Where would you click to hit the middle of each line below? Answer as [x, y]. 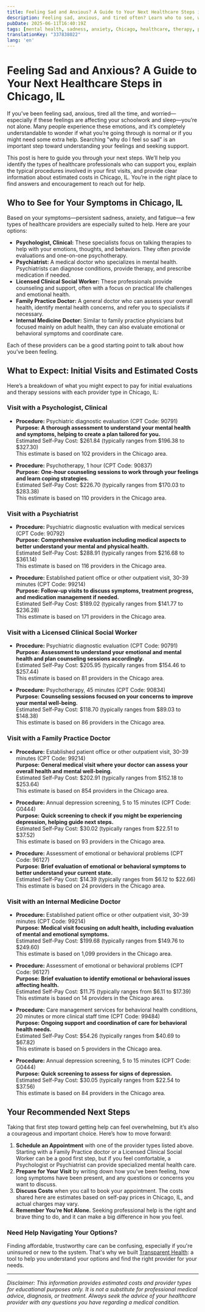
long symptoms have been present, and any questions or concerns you [105, 1178]
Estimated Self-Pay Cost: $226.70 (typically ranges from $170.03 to [100, 485]
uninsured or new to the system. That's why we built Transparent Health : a [100, 1252]
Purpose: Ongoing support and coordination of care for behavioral [101, 1023]
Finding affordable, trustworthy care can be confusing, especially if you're [100, 1246]
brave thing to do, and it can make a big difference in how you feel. [99, 1217]
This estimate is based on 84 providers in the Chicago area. [91, 1093]
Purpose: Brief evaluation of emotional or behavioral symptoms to [101, 866]
